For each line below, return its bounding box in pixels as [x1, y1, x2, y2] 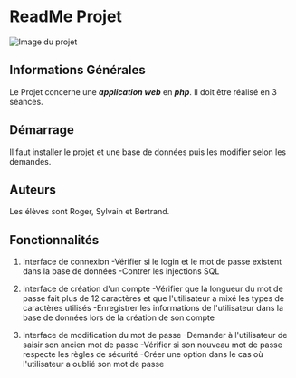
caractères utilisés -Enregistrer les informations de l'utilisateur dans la [22, 303, 283, 314]
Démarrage [9, 122, 74, 137]
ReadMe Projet [9, 6, 122, 27]
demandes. [9, 156, 52, 166]
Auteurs [9, 182, 57, 197]
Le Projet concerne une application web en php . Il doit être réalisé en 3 [9, 86, 278, 97]
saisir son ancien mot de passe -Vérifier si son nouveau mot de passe [22, 339, 283, 350]
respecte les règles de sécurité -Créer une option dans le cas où [22, 349, 263, 360]
